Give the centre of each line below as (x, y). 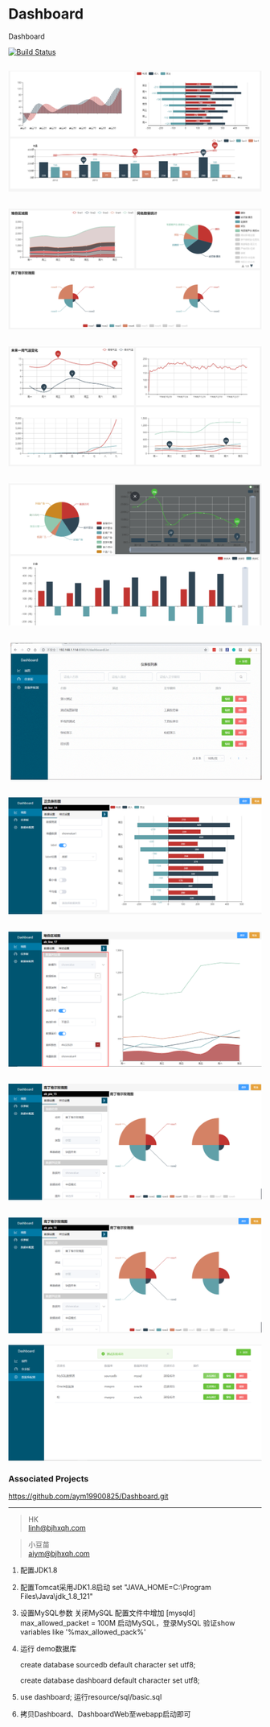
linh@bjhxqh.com (57, 1528)
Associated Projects (49, 1478)
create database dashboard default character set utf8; (110, 1680)
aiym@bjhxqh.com (59, 1553)
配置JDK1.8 (39, 1570)
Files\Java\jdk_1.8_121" (57, 1596)
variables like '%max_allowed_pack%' (83, 1632)
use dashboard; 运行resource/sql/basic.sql (91, 1697)
